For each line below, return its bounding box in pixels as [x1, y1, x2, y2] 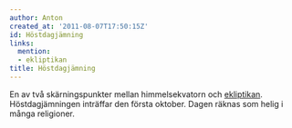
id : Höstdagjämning [9, 30, 84, 39]
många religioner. [9, 108, 75, 119]
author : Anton [9, 13, 64, 23]
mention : [17, 47, 51, 56]
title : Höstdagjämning [9, 64, 96, 74]
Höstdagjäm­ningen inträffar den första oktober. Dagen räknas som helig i [9, 98, 284, 109]
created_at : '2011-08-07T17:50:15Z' [9, 22, 149, 31]
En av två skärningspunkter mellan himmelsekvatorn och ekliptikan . [9, 88, 263, 100]
